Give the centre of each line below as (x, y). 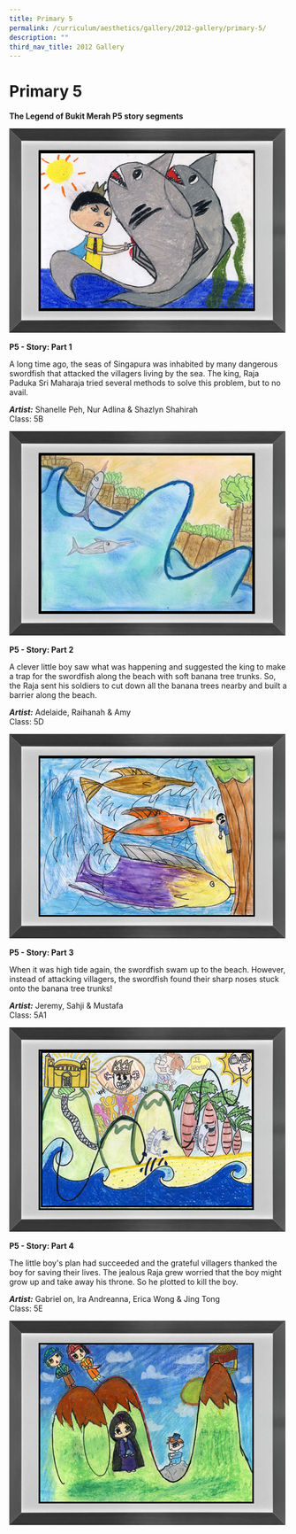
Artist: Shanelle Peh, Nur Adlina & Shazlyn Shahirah (104, 410)
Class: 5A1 (28, 1015)
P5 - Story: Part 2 (42, 650)
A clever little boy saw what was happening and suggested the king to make (148, 667)
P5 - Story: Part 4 (42, 1246)
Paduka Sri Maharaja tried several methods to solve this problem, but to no (145, 383)
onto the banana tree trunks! (61, 988)
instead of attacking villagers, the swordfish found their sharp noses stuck (144, 980)
